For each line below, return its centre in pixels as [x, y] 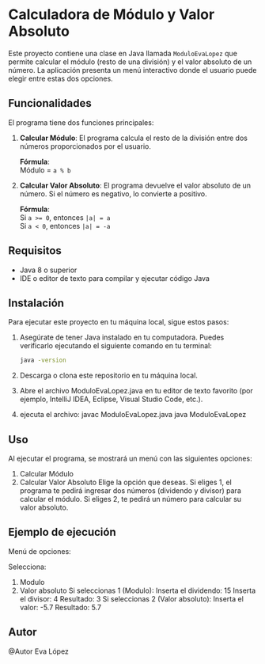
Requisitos [35, 251]
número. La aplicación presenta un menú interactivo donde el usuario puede [132, 70]
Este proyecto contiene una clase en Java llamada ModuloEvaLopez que [123, 53]
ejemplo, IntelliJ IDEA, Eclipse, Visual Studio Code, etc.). [111, 399]
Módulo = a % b [45, 170]
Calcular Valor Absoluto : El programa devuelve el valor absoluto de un [135, 185]
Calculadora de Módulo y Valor [112, 15]
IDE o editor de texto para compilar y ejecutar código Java [114, 278]
